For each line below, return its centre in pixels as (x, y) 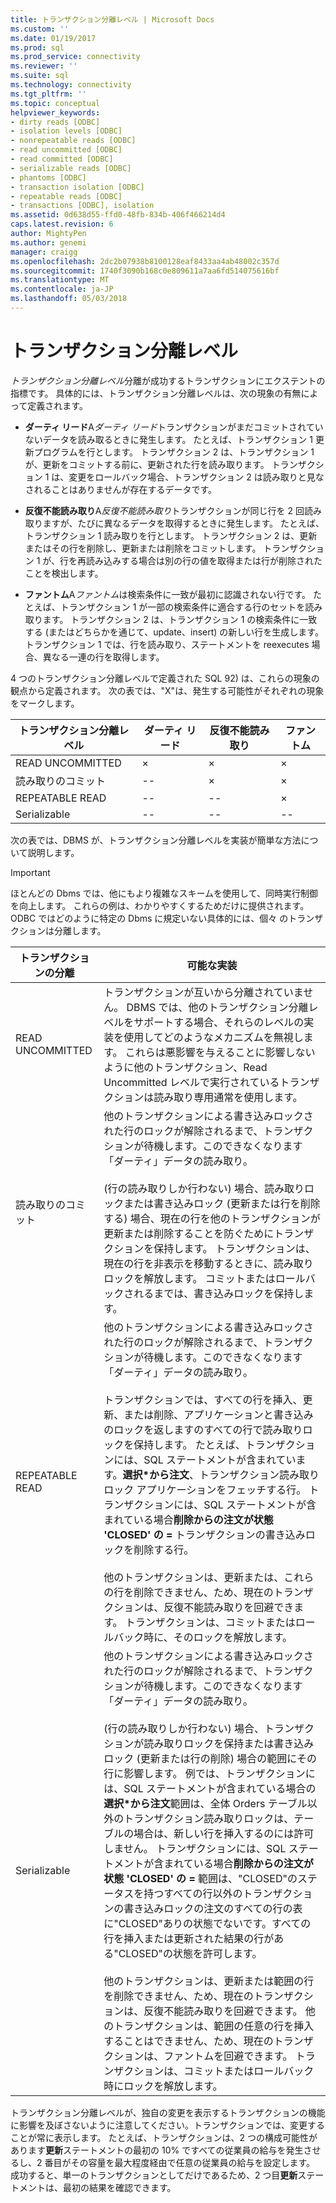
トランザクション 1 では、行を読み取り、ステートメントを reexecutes (167, 644)
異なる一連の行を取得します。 (103, 657)
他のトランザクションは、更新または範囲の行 (209, 1981)
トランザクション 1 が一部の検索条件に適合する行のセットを (182, 607)
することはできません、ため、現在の (188, 2041)
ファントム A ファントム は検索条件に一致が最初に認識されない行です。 (168, 594)
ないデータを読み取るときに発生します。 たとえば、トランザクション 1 (168, 439)
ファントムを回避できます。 (228, 2056)
